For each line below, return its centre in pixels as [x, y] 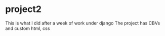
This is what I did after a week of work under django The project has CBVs [83, 23]
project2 [24, 9]
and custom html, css [28, 28]
